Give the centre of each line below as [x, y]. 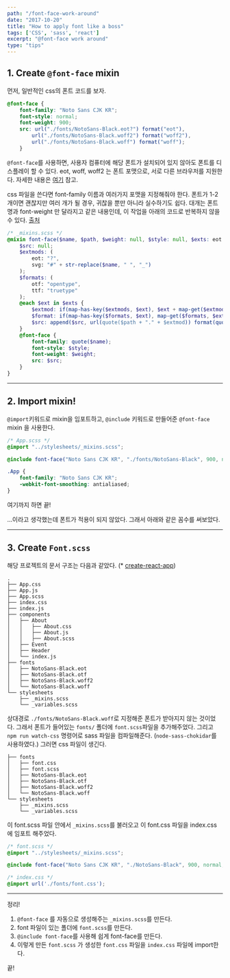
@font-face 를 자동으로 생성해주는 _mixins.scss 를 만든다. [94, 919]
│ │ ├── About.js [38, 632]
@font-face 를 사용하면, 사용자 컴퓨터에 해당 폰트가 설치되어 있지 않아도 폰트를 [111, 162]
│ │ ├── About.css [39, 626]
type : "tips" [26, 45]
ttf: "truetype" [55, 290]
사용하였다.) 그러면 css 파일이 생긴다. [57, 744]
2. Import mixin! [42, 402]
